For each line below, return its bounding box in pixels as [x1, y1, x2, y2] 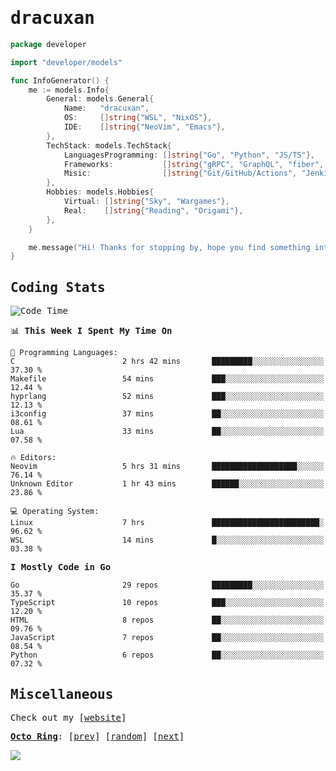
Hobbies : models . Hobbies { [46, 187, 155, 197]
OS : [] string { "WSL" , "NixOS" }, [63, 113, 213, 123]
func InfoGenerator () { [10, 75, 110, 86]
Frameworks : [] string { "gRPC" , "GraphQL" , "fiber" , [63, 159, 325, 169]
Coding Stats [10, 279, 106, 296]
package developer [10, 39, 87, 49]
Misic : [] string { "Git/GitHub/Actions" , [63, 168, 298, 179]
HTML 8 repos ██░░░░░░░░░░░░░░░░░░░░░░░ [10, 615, 325, 626]
